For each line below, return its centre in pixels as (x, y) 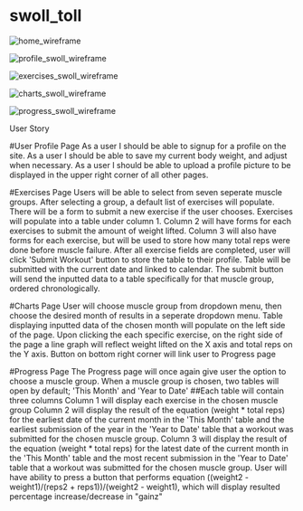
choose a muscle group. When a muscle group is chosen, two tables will (144, 381)
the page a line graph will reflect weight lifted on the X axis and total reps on (151, 344)
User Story (29, 128)
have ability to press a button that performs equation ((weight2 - (129, 477)
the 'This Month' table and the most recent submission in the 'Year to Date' (149, 458)
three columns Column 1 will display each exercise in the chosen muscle (144, 400)
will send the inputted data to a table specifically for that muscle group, (142, 279)
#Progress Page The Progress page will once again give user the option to (148, 371)
